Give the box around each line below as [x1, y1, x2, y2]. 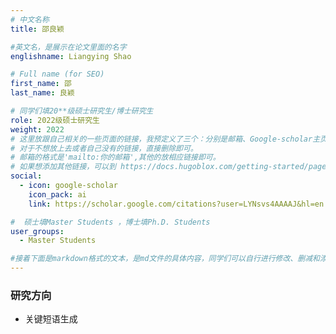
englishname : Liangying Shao [10, 51, 132, 61]
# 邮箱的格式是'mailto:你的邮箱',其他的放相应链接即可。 [10, 152, 221, 163]
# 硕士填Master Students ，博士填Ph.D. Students [10, 217, 211, 227]
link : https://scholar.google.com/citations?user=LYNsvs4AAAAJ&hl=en [28, 199, 325, 209]
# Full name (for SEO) [10, 69, 105, 80]
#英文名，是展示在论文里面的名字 [10, 42, 127, 52]
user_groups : [10, 226, 65, 236]
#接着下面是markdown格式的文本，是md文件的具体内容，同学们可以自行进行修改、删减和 [10, 254, 320, 264]
